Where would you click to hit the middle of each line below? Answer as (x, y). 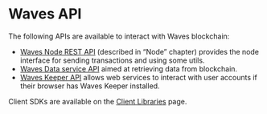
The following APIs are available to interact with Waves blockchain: (119, 36)
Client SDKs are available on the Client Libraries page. (98, 101)
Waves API (45, 14)
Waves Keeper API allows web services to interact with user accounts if (138, 77)
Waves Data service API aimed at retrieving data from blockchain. (129, 68)
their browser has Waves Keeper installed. (90, 86)
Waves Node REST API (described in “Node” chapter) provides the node (140, 51)
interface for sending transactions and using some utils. (112, 60)
